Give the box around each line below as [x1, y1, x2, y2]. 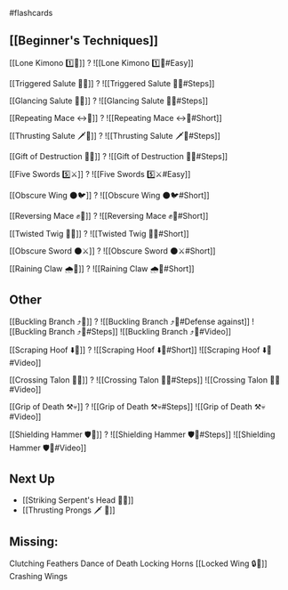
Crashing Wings [9, 571, 68, 582]
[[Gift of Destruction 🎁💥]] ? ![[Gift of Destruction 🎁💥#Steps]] [9, 150, 228, 161]
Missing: [9, 534, 59, 549]
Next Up [9, 472, 55, 487]
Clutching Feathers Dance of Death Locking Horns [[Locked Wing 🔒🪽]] [9, 558, 268, 569]
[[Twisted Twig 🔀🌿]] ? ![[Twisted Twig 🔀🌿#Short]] [9, 228, 189, 238]
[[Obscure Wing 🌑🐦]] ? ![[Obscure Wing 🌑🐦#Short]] [9, 190, 210, 200]
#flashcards [9, 8, 53, 18]
